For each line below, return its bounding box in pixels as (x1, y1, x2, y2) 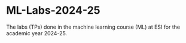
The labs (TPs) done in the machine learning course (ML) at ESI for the (6, 23, 181, 30)
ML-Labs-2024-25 (6, 4, 100, 17)
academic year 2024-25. (6, 29, 68, 36)
